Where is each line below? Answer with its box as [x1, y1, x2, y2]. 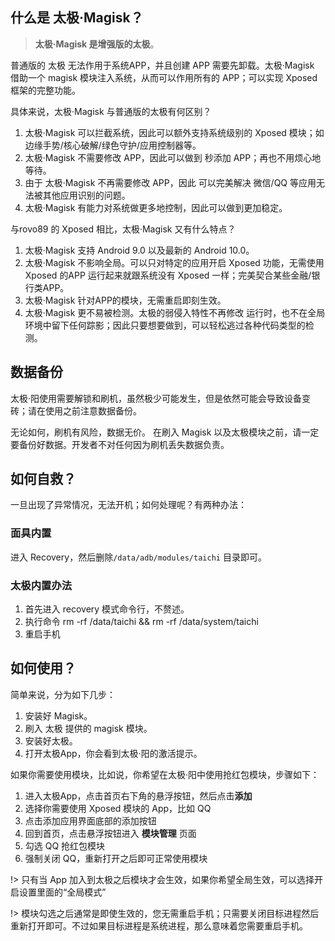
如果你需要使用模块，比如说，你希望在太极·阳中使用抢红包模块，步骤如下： [10, 768, 320, 780]
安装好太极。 [24, 734, 78, 747]
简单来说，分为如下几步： [10, 688, 116, 700]
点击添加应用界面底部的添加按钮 [24, 814, 157, 827]
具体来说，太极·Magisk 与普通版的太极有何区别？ [10, 105, 212, 117]
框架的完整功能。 [10, 84, 81, 96]
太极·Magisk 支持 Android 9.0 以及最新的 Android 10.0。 [24, 244, 255, 256]
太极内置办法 [10, 578, 73, 592]
